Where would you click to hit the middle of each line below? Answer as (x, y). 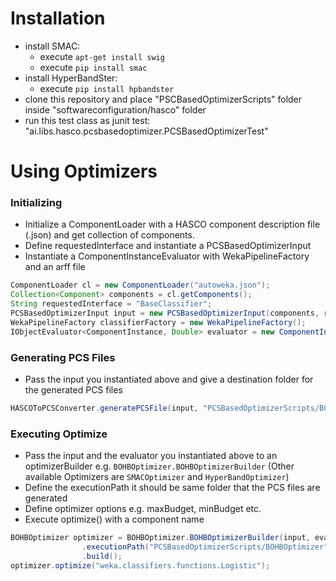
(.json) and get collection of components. (109, 235)
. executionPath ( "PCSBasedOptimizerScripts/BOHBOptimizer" (205, 547)
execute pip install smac (93, 67)
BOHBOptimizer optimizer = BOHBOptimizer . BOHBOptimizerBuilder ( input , (160, 538)
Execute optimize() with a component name (114, 519)
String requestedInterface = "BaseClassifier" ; (111, 304)
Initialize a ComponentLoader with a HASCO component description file (172, 224)
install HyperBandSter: (71, 78)
